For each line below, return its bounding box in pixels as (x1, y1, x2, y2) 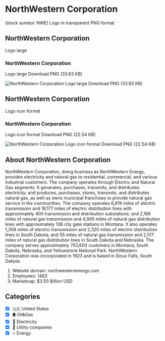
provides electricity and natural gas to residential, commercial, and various (5, 174, 158, 180)
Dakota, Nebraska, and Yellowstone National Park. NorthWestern (5, 247, 137, 253)
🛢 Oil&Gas (12, 311, 33, 317)
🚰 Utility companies (12, 324, 53, 330)
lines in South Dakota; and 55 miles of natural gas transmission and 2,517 (5, 232, 155, 238)
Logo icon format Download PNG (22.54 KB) (5, 132, 96, 138)
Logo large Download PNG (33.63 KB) (5, 71, 83, 77)
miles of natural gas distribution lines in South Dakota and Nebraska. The (5, 237, 154, 243)
